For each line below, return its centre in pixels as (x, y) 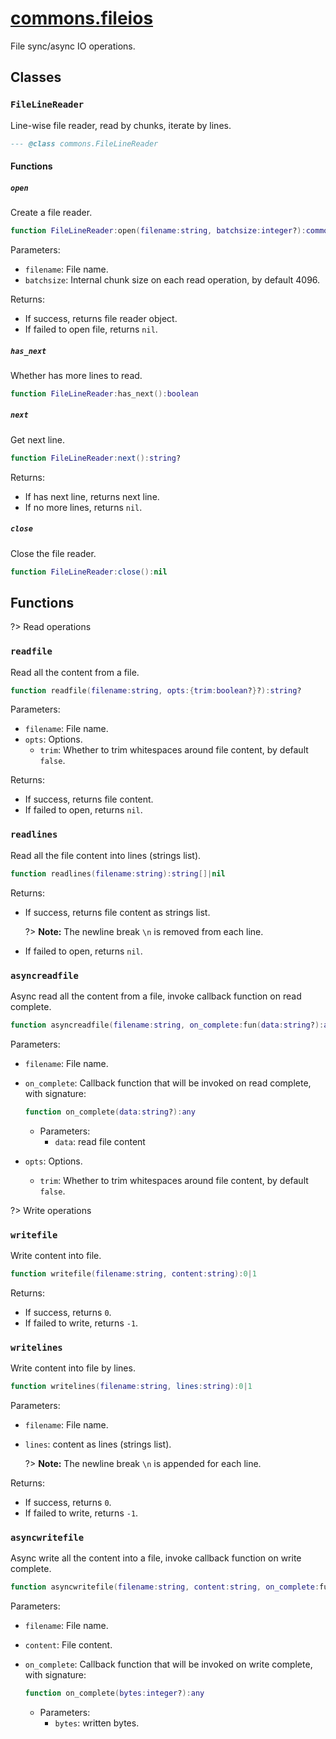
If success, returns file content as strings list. (117, 912)
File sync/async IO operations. (73, 46)
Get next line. (37, 439)
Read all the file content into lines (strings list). (106, 855)
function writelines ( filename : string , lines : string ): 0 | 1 (131, 1387)
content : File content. (68, 1645)
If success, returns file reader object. (101, 318)
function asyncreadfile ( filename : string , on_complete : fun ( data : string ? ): (167, 1025)
